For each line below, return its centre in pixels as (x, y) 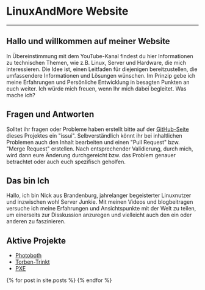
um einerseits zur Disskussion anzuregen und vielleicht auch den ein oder (99, 215)
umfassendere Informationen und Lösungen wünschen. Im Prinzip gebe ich (101, 75)
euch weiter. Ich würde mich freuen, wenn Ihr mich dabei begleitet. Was (96, 88)
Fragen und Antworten (50, 114)
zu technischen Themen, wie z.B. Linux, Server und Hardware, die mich (96, 62)
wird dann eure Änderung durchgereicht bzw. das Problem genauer (91, 155)
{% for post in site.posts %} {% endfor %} (59, 280)
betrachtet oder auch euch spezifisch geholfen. (66, 162)
